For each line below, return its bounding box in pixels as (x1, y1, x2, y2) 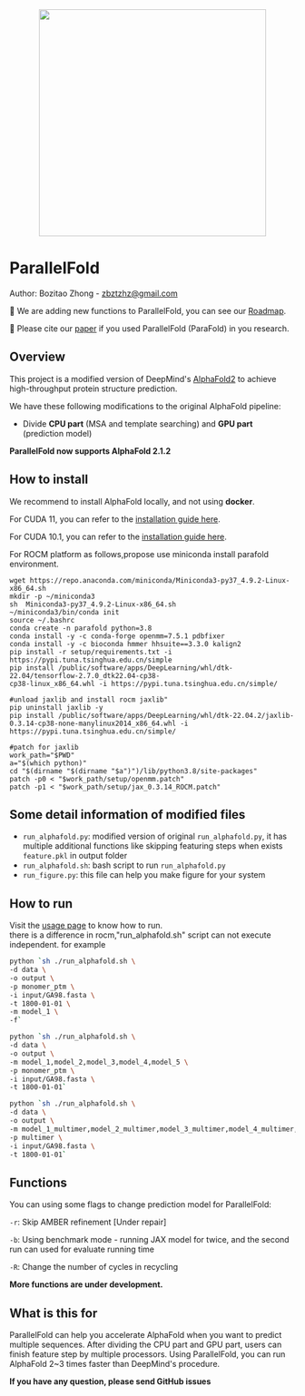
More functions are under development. (9, 1279, 163, 1290)
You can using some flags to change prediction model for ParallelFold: (9, 1199, 272, 1210)
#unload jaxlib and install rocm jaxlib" (9, 694, 169, 704)
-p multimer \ (9, 1133, 64, 1142)
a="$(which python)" (9, 758, 88, 768)
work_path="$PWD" (9, 751, 75, 760)
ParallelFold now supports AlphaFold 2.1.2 (9, 445, 171, 457)
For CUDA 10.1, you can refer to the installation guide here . (9, 531, 227, 542)
